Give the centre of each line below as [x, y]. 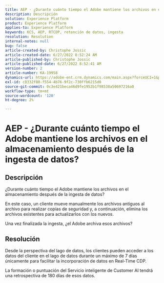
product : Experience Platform [36, 23]
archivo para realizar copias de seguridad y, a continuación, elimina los [76, 209]
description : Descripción [31, 14]
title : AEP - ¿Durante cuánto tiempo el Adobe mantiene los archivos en [81, 9]
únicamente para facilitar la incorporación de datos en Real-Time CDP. [76, 261]
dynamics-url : [20, 77]
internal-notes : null [27, 41]
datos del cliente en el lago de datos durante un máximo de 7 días [71, 256]
